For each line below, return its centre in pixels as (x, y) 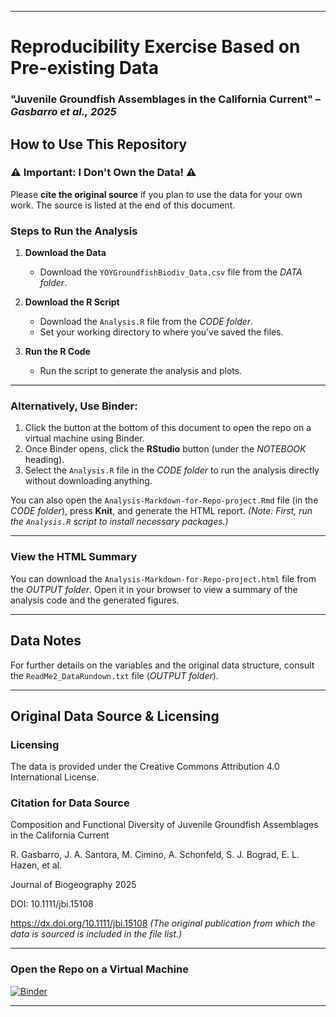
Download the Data (65, 253)
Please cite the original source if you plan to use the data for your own (156, 194)
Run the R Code (57, 352)
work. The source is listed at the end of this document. (123, 205)
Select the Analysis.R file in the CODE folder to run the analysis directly (172, 470)
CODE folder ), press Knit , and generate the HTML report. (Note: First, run (161, 511)
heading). (44, 460)
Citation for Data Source (70, 803)
